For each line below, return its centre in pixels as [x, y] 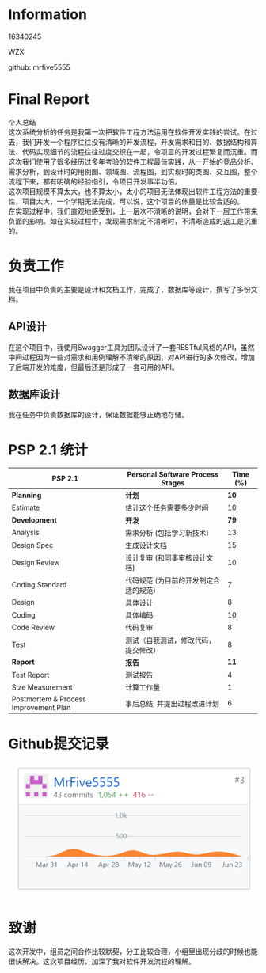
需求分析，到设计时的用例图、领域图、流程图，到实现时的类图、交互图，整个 [133, 171]
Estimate [26, 507]
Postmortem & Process [49, 699]
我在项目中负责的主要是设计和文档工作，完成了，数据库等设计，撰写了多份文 [133, 289]
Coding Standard [39, 585]
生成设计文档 [146, 545]
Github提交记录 [59, 744]
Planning [27, 495]
